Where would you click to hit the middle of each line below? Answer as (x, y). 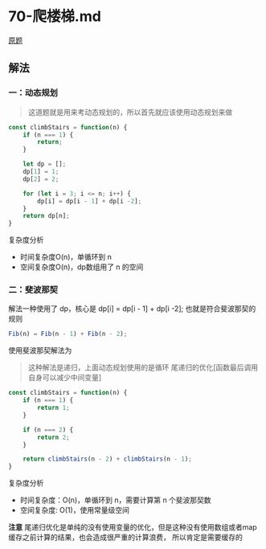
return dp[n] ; (46, 216)
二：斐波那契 (33, 290)
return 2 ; (53, 437)
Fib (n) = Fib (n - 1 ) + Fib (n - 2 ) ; (68, 334)
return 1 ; (53, 408)
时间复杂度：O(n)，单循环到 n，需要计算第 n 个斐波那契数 (115, 500)
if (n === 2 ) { (48, 430)
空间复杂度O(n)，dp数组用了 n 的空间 (82, 267)
